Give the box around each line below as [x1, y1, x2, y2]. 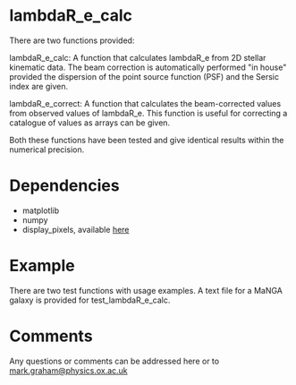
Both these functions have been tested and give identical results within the [9, 134, 284, 145]
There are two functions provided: [9, 35, 135, 46]
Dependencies [9, 175, 120, 196]
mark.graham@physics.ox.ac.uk [9, 364, 128, 376]
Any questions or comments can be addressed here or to [9, 355, 220, 366]
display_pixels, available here [21, 224, 130, 235]
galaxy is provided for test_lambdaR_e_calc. [9, 295, 171, 305]
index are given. [9, 81, 69, 91]
